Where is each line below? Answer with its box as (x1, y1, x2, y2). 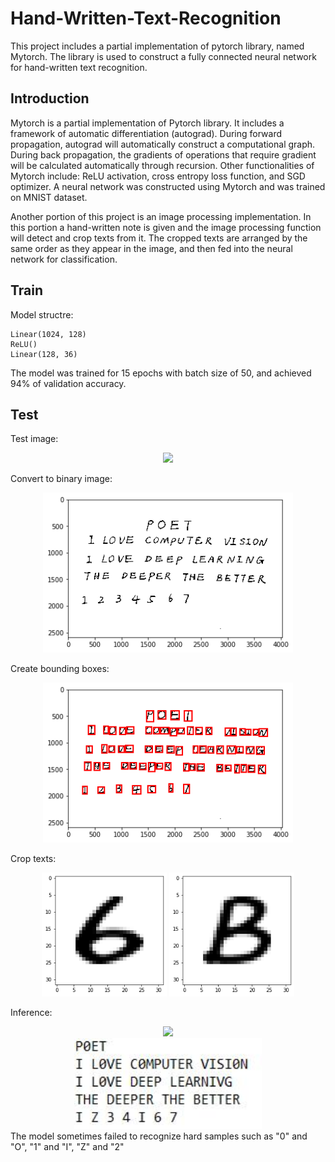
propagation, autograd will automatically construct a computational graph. (10, 138, 316, 150)
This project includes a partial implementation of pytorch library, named (10, 40, 305, 52)
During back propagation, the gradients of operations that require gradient (10, 148, 317, 161)
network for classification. (10, 253, 118, 265)
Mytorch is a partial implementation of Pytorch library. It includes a (10, 117, 285, 129)
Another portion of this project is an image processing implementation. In (10, 210, 312, 222)
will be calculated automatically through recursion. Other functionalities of (10, 159, 315, 171)
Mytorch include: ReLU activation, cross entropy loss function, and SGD (10, 170, 306, 182)
